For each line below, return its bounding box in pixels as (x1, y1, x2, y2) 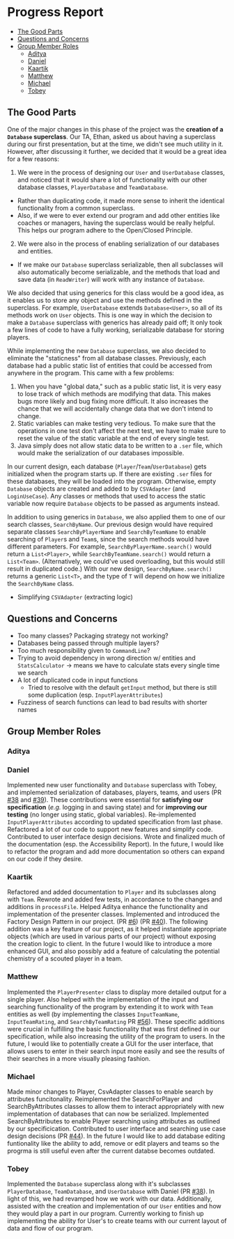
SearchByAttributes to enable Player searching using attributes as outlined (7, 1117, 221, 1126)
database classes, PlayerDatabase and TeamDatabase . (17, 182, 169, 191)
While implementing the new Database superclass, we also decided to (7, 346, 206, 355)
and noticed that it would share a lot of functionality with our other (17, 175, 208, 184)
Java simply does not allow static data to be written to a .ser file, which (17, 441, 223, 450)
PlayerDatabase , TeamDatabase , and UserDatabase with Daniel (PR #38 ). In (7, 1187, 214, 1196)
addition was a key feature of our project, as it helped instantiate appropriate (7, 925, 227, 933)
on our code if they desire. (7, 855, 84, 863)
